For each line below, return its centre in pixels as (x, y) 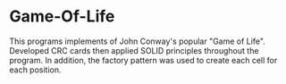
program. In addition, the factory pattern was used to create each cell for (143, 60)
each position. (35, 70)
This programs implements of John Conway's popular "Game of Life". (137, 41)
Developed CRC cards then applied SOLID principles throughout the (134, 50)
